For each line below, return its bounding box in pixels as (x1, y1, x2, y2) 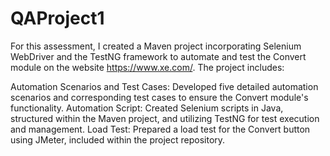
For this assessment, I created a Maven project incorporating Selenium (10, 40, 302, 52)
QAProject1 (10, 7, 105, 30)
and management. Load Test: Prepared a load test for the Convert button (10, 123, 311, 135)
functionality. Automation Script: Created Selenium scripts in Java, (10, 102, 284, 114)
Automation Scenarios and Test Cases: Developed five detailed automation (10, 80, 319, 92)
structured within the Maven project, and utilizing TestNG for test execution (10, 112, 320, 124)
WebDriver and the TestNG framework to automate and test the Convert (10, 50, 307, 62)
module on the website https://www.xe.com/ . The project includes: (10, 61, 285, 73)
